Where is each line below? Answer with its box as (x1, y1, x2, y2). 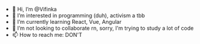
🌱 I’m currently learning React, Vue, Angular (12, 18, 122, 25)
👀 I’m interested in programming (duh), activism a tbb (12, 12, 145, 19)
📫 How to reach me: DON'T (12, 32, 82, 38)
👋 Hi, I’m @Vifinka (12, 6, 57, 12)
